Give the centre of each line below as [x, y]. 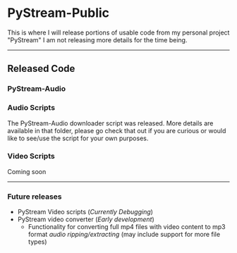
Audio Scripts [31, 108]
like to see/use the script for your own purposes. [78, 138]
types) [37, 242]
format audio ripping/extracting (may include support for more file [124, 235]
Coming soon [27, 171]
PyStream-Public [59, 13]
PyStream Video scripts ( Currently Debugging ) [85, 212]
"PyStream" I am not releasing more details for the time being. [97, 39]
